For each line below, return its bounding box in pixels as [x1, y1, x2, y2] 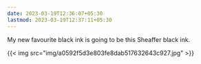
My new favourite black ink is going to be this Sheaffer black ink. [7, 35, 191, 43]
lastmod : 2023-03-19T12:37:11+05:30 [7, 17, 112, 23]
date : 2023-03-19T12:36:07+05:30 [7, 10, 103, 17]
